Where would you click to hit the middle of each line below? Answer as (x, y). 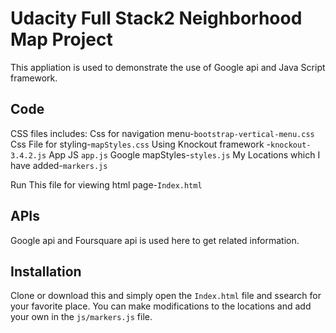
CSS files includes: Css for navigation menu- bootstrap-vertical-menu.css (162, 133)
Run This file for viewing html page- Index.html (106, 184)
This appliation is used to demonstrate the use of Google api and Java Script (168, 67)
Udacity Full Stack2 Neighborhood (156, 18)
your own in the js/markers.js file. (81, 317)
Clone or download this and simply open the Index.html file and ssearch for (166, 296)
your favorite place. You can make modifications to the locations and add (161, 306)
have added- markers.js (59, 165)
